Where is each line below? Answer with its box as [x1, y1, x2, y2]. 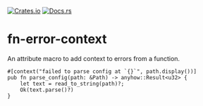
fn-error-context [7, 32, 107, 47]
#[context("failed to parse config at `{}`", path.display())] [7, 67, 197, 75]
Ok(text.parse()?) [20, 86, 74, 93]
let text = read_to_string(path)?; [20, 80, 125, 87]
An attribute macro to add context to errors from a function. [7, 54, 180, 62]
